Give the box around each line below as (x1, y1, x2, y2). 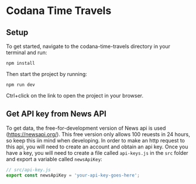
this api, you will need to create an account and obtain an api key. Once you (6, 143, 188, 150)
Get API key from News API (6, 109, 106, 119)
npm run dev (6, 82, 35, 88)
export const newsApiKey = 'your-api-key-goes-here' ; (6, 172, 140, 178)
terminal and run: (6, 49, 47, 56)
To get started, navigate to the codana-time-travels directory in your (6, 43, 171, 50)
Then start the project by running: (6, 71, 88, 77)
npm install (6, 60, 35, 66)
